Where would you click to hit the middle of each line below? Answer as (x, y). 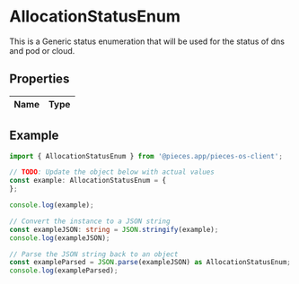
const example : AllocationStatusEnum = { (88, 181)
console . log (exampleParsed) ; (64, 271)
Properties (40, 79)
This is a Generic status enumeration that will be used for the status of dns (147, 41)
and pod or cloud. (42, 50)
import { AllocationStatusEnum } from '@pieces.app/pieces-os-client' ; (146, 156)
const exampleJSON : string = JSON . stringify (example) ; (114, 229)
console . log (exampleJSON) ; (60, 238)
